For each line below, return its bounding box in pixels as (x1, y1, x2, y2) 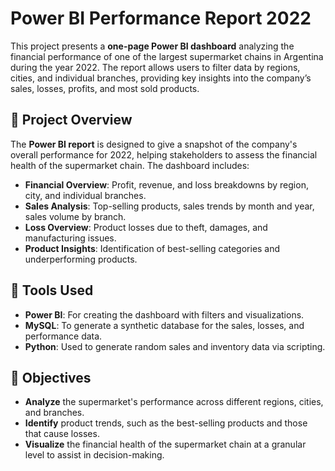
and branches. (24, 407, 85, 419)
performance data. (24, 330, 103, 342)
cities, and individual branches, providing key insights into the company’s (10, 72, 312, 84)
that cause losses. (24, 428, 100, 440)
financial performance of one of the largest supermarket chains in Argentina (10, 50, 324, 62)
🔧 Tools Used (10, 282, 94, 299)
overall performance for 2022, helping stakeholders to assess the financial (10, 148, 318, 161)
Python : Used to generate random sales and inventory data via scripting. (24, 340, 326, 352)
